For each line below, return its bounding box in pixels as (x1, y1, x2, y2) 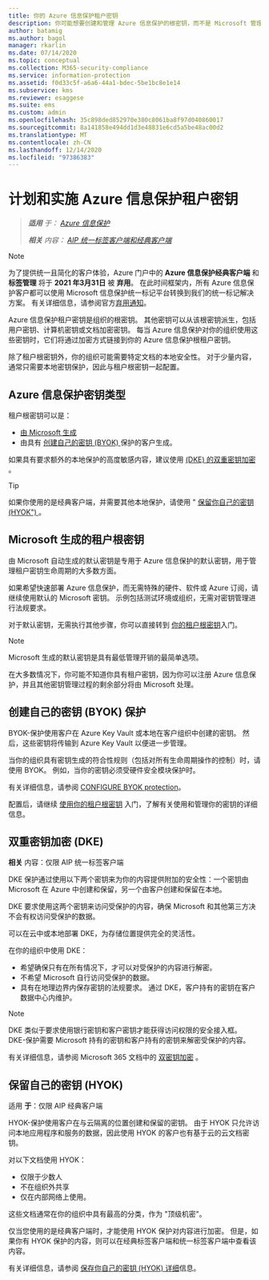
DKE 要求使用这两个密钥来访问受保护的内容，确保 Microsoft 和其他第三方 (8, 902, 250, 911)
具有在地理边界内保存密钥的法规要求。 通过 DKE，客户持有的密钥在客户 (19, 983, 256, 992)
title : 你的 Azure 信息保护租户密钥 (8, 11, 118, 20)
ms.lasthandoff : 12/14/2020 (8, 146, 102, 154)
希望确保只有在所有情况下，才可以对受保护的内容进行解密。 (19, 963, 217, 972)
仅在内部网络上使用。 (19, 1192, 90, 1202)
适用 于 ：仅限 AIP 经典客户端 (8, 1101, 103, 1111)
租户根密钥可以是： (8, 410, 72, 420)
